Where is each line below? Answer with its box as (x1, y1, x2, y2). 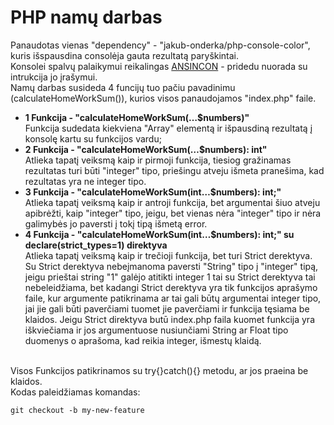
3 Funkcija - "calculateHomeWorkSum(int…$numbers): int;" (24, 186, 282, 198)
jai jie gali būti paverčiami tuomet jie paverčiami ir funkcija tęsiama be (24, 302, 310, 315)
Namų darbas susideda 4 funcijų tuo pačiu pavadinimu (10, 81, 236, 93)
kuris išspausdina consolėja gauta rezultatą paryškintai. (10, 49, 240, 61)
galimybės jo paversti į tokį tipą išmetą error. (24, 217, 208, 230)
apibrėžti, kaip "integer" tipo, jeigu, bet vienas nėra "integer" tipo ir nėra (24, 207, 322, 219)
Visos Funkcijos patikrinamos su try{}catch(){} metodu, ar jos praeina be (10, 364, 309, 376)
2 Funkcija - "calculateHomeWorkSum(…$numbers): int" (24, 143, 268, 155)
